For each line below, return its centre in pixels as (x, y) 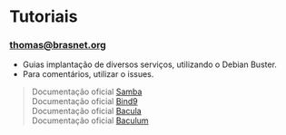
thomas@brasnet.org (58, 45)
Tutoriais (44, 17)
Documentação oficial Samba (87, 92)
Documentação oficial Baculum (90, 121)
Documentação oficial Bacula (87, 111)
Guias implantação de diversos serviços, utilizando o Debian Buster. (149, 64)
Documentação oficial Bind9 (84, 101)
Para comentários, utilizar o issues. (88, 74)
